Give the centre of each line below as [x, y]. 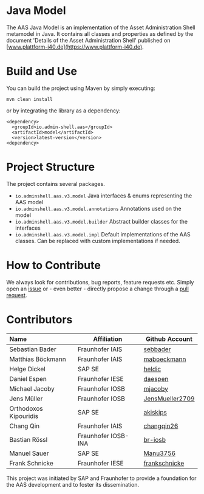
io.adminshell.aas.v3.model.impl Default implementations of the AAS [103, 234]
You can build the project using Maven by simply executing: [81, 88]
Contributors [39, 319]
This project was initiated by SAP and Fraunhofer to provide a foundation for [101, 478]
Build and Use [42, 71]
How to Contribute [54, 266]
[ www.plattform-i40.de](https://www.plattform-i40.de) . [75, 47]
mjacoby [156, 388]
